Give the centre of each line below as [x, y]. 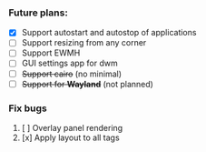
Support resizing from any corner [84, 43]
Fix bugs [28, 108]
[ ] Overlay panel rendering [72, 127]
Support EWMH [51, 53]
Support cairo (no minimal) [72, 74]
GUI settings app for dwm [70, 63]
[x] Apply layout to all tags [70, 137]
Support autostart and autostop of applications [109, 33]
